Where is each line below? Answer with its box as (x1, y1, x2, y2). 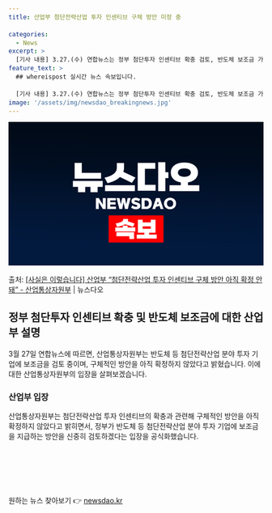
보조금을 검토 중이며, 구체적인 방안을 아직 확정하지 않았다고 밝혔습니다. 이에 (23, 358, 261, 368)
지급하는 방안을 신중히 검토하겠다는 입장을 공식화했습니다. (16, 431, 199, 441)
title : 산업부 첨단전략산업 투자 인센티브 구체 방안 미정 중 (8, 13, 181, 21)
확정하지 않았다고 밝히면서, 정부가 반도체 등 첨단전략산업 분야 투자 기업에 (8, 421, 237, 430)
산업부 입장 (8, 391, 49, 402)
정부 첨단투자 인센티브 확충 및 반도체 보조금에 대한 (8, 311, 241, 324)
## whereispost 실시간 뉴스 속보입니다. (15, 73, 137, 81)
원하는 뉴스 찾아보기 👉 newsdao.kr (8, 495, 123, 505)
